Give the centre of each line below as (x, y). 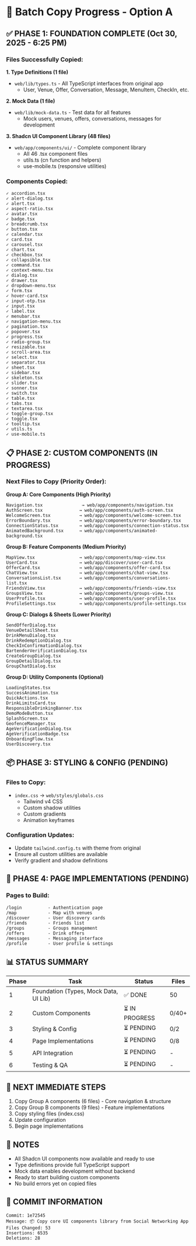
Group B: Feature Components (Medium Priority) (66, 546)
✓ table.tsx (20, 398)
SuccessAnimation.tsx (32, 693)
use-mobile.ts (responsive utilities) (65, 166)
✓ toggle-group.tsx (30, 414)
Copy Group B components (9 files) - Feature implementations (89, 1108)
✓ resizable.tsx (26, 347)
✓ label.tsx (20, 311)
